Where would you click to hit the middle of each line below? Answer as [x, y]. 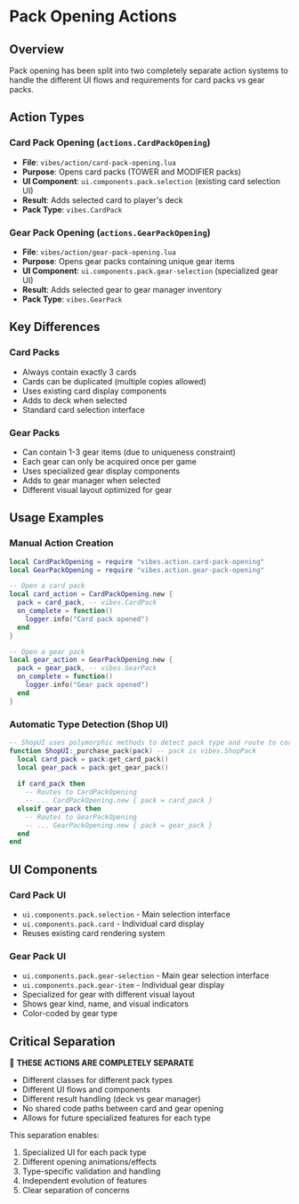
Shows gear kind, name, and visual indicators [105, 1004]
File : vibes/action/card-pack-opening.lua [99, 162]
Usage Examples [57, 518]
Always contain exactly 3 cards [79, 372]
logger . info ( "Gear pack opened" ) [87, 685]
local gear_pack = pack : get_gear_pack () [93, 767]
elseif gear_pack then [59, 808]
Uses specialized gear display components [101, 471]
